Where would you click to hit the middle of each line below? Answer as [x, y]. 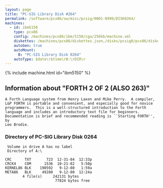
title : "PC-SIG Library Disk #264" [41, 14]
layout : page [18, 9]
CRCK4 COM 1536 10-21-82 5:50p [49, 164]
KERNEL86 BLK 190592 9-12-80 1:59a [49, 168]
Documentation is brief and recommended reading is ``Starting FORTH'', [80, 116]
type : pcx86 [26, 32]
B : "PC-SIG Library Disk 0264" [49, 55]
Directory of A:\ [24, 151]
